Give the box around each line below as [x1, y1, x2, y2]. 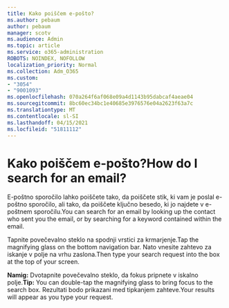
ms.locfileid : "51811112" [7, 126, 82, 133]
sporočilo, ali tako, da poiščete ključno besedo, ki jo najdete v [28, 200, 204, 209]
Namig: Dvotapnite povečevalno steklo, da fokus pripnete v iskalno [7, 271, 199, 280]
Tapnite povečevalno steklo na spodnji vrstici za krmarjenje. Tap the [7, 235, 199, 244]
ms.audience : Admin [7, 36, 64, 43]
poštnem [7, 208, 33, 216]
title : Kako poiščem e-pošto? [7, 10, 95, 17]
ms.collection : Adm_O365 [7, 68, 79, 75]
